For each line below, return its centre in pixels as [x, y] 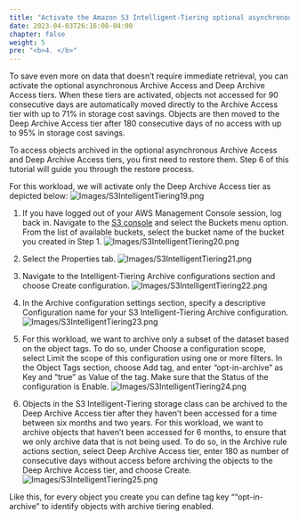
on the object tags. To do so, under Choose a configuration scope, [144, 349]
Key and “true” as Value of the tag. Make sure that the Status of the [145, 377]
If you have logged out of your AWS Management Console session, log [152, 213]
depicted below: [39, 196]
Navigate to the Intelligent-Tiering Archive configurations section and [149, 277]
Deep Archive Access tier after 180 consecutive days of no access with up [145, 124]
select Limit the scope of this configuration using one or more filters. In [152, 359]
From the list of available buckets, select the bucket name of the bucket [153, 232]
